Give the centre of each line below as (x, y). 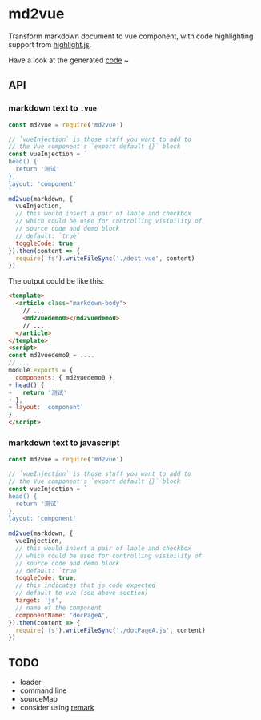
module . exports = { (41, 370)
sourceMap (39, 699)
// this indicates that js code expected (86, 585)
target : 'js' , (39, 601)
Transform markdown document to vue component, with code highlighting (131, 36)
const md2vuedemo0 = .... (51, 356)
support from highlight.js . (50, 44)
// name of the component (59, 608)
